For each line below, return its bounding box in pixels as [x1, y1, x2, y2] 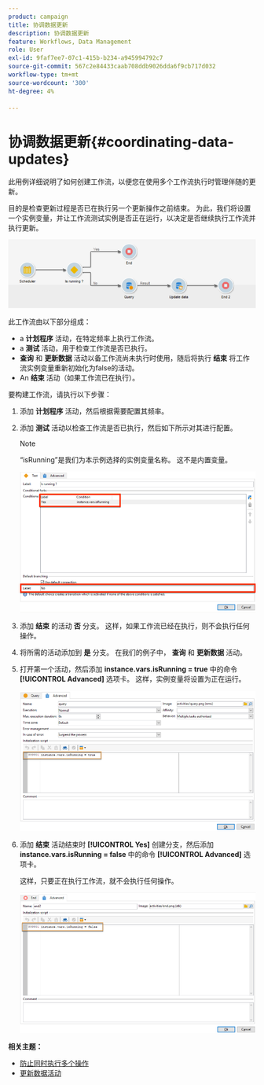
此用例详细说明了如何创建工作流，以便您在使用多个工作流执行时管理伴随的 [8, 177, 249, 186]
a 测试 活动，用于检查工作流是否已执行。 [19, 343, 152, 353]
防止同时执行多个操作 [19, 1058, 89, 1068]
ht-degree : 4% [8, 87, 55, 95]
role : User [8, 46, 44, 54]
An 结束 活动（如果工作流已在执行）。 [19, 373, 140, 382]
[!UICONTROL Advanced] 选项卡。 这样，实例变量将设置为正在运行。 [19, 674, 246, 683]
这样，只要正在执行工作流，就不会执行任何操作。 [19, 877, 178, 886]
